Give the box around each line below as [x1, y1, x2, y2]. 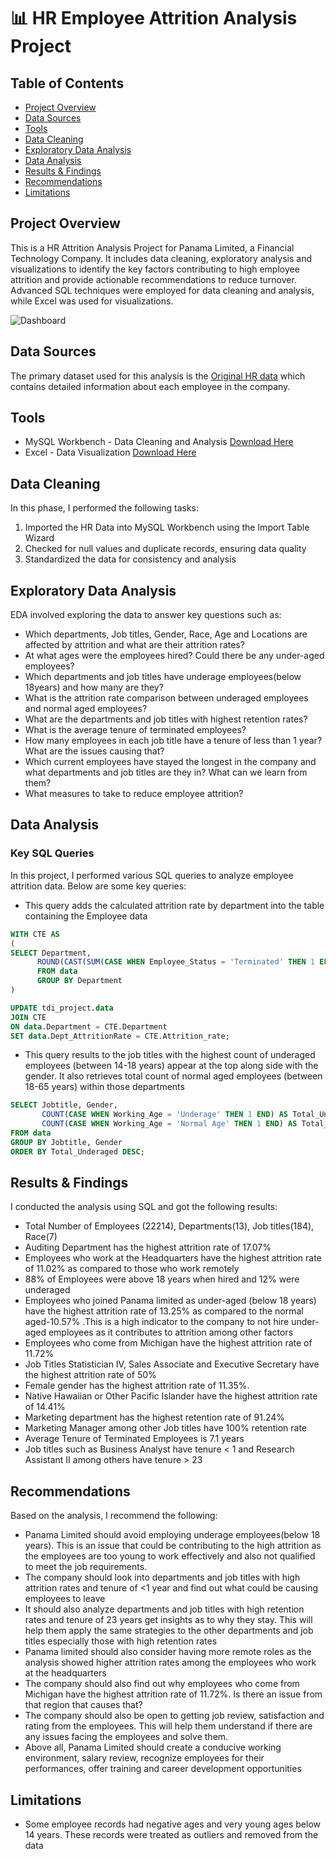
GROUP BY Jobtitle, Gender [10, 1137, 123, 1147]
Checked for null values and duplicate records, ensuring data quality [24, 543, 307, 555]
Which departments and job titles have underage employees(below [24, 671, 302, 683]
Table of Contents [10, 75, 125, 92]
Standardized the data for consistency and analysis [24, 553, 237, 565]
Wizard [24, 532, 55, 544]
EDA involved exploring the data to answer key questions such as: [10, 609, 282, 621]
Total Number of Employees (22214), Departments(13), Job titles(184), [24, 1220, 315, 1232]
